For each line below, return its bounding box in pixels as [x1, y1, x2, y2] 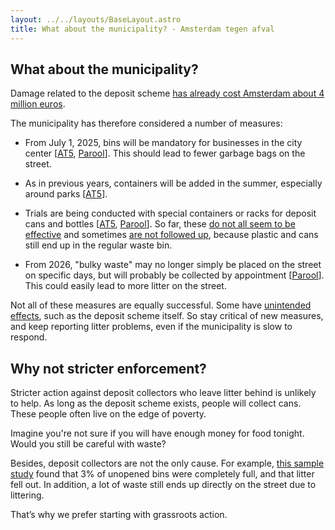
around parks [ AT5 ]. [24, 188, 108, 200]
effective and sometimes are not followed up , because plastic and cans [24, 229, 319, 241]
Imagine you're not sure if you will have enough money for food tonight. [10, 427, 305, 440]
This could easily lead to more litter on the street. [24, 280, 227, 292]
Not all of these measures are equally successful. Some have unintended [10, 299, 312, 311]
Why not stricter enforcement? [10, 360, 207, 377]
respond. [10, 331, 48, 343]
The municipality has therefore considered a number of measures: [10, 117, 283, 130]
